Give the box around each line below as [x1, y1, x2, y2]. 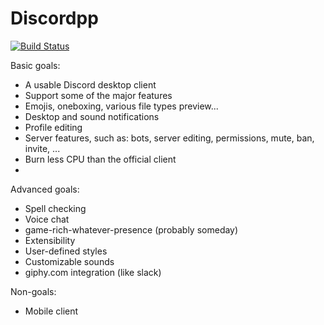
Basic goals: [10, 59, 61, 71]
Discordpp [10, 7, 99, 30]
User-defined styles [24, 245, 108, 257]
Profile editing [24, 121, 83, 133]
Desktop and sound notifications [24, 110, 160, 122]
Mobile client [24, 305, 79, 317]
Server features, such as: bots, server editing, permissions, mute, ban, [24, 132, 315, 144]
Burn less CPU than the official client [24, 153, 177, 165]
